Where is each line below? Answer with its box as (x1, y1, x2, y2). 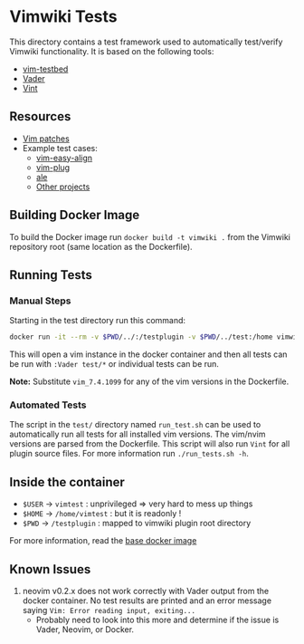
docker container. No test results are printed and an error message (22, 595, 272, 606)
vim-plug (35, 161, 71, 173)
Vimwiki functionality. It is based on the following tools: (9, 45, 214, 56)
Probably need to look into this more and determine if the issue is (35, 614, 280, 626)
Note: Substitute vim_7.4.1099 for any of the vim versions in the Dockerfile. (9, 376, 290, 387)
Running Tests (9, 267, 92, 283)
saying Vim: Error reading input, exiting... (22, 605, 196, 616)
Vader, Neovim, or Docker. (35, 624, 134, 635)
